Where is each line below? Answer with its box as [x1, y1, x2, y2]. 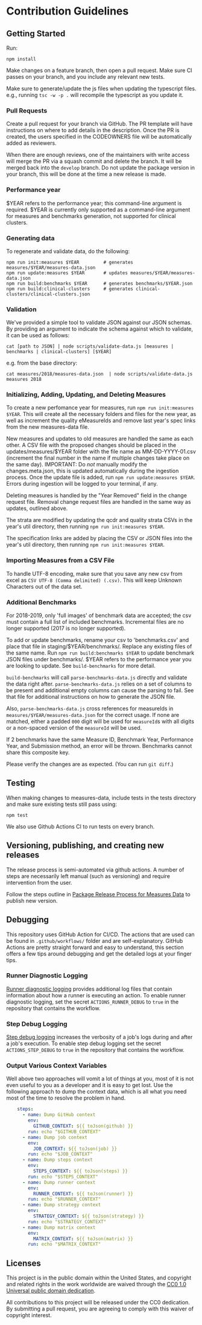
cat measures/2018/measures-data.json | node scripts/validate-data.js [6, 371, 193, 377]
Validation [6, 305, 37, 313]
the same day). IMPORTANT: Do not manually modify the [6, 461, 147, 468]
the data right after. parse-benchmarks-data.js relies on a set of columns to [6, 680, 192, 688]
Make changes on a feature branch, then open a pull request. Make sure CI [6, 67, 192, 74]
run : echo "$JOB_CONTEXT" [28, 1151, 93, 1157]
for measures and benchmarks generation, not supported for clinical [6, 212, 176, 219]
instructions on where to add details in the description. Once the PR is [6, 127, 180, 134]
